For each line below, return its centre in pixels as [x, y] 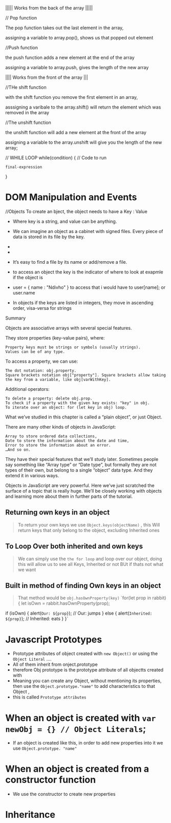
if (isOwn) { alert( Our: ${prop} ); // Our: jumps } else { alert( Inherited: [79, 613]
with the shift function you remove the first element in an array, [72, 97]
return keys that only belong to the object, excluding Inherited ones [89, 530]
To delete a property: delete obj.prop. [49, 398]
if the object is [28, 277]
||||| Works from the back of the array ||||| [49, 8]
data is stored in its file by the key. [49, 237]
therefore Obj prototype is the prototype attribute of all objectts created [88, 670]
